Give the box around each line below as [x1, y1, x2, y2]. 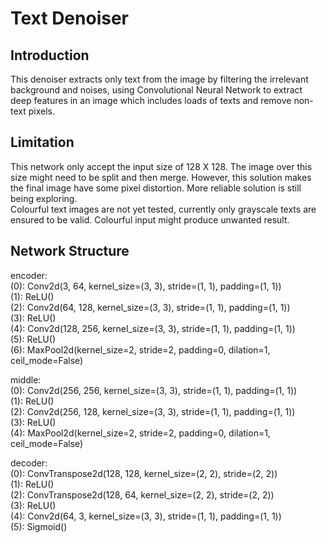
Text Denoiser [10, 7, 129, 30]
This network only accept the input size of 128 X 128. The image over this [10, 160, 313, 172]
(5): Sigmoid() [10, 520, 68, 532]
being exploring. [10, 192, 78, 204]
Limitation [10, 134, 75, 151]
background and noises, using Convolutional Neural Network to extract [10, 84, 303, 96]
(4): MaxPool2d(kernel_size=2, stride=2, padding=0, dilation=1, [10, 427, 271, 439]
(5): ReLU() [10, 333, 57, 345]
